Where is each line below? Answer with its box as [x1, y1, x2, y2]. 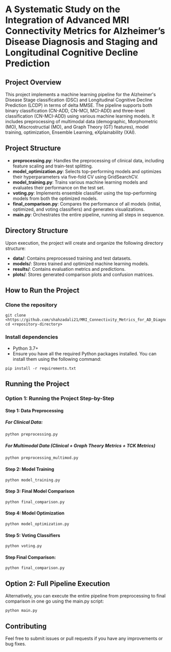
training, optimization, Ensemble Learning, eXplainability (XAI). [5, 129, 136, 135]
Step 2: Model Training [5, 466, 54, 472]
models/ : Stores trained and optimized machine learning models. [12, 261, 149, 267]
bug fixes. [5, 641, 26, 647]
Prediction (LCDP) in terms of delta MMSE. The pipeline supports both [5, 102, 153, 108]
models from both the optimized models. [12, 195, 98, 202]
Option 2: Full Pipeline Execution [5, 579, 110, 588]
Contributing [5, 622, 47, 631]
